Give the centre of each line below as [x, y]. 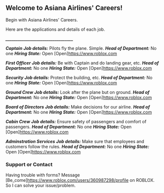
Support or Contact [29, 164]
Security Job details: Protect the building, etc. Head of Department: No [79, 77]
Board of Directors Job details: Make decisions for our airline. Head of [78, 107]
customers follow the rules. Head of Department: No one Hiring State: [77, 147]
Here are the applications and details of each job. [55, 29]
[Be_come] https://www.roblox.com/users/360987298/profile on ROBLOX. [80, 180]
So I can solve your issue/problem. [41, 186]
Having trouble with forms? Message [43, 175]
